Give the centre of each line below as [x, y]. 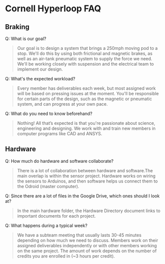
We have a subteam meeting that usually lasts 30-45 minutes [79, 235]
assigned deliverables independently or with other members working [87, 245]
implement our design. [40, 69]
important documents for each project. [56, 216]
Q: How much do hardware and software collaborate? [59, 161]
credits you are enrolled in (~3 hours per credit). [66, 256]
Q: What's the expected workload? [40, 79]
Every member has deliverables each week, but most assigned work [86, 88]
